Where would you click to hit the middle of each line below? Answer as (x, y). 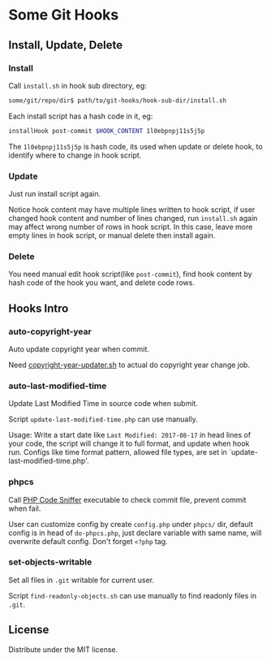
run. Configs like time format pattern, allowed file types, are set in (118, 452)
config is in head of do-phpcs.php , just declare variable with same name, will (135, 533)
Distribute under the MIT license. (63, 649)
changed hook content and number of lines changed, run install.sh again (133, 218)
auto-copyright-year (50, 331)
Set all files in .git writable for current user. (82, 580)
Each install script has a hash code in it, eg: (81, 116)
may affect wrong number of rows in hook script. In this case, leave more (131, 227)
